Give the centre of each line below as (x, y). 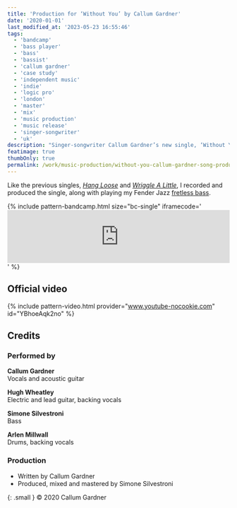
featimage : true (31, 152)
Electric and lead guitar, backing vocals (65, 400)
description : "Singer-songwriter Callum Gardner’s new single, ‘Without (116, 146)
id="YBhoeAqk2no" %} (41, 313)
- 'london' (30, 100)
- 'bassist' (31, 60)
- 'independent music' (47, 79)
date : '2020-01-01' (36, 20)
